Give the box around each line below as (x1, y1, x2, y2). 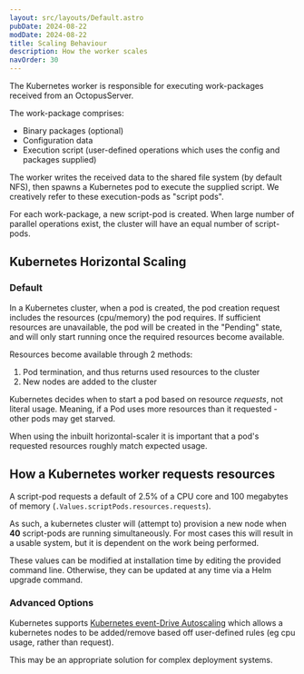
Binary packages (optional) (22, 125, 124, 136)
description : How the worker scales (9, 47, 148, 56)
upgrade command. (9, 574, 83, 585)
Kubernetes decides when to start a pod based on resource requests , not (9, 393, 284, 404)
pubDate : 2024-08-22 (9, 22, 88, 31)
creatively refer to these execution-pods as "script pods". (9, 192, 224, 202)
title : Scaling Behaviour (9, 38, 107, 48)
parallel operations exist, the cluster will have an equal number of (9, 219, 253, 229)
